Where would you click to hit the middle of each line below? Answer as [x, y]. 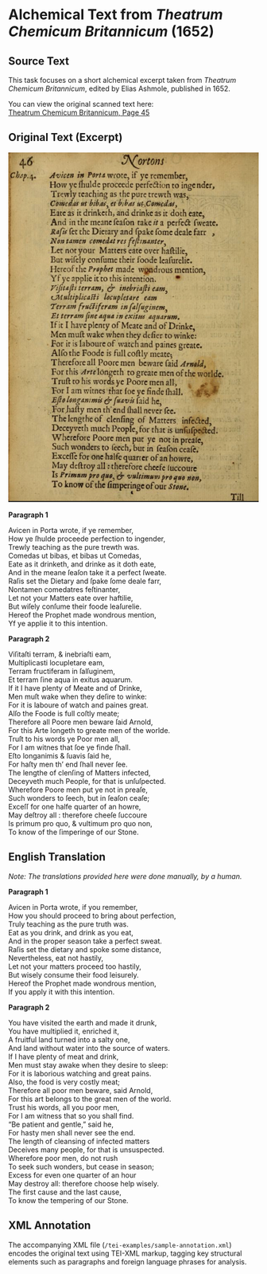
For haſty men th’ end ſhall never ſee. [68, 764]
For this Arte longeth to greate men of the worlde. [89, 730]
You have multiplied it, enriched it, [64, 1031]
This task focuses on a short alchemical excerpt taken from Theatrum [122, 80]
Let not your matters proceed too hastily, [75, 966]
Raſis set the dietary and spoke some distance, [85, 949]
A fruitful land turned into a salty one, [69, 1039]
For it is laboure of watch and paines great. [78, 705]
